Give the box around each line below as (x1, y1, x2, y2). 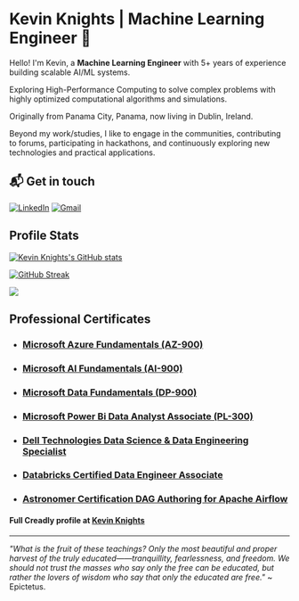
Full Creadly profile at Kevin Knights (9, 515, 145, 525)
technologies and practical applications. (9, 147, 156, 158)
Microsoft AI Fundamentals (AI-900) (21, 362, 183, 375)
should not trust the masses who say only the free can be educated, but (9, 562, 274, 572)
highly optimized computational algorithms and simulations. (9, 94, 228, 104)
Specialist (21, 445, 67, 457)
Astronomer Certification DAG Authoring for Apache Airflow (21, 493, 288, 506)
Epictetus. (9, 580, 46, 592)
